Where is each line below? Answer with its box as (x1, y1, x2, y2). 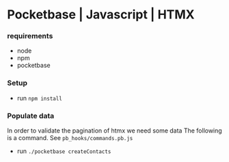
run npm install (16, 94, 63, 102)
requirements (7, 31, 53, 41)
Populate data (7, 111, 55, 120)
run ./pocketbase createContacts (16, 147, 111, 155)
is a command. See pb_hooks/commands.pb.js (7, 134, 133, 142)
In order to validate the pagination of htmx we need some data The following (7, 126, 222, 135)
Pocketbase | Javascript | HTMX (7, 7, 195, 23)
